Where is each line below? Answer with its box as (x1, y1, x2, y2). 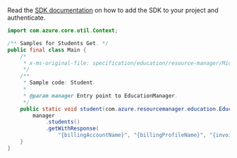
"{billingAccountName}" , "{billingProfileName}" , (57, 132, 207, 139)
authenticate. (7, 13, 46, 22)
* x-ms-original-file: (23, 59, 90, 66)
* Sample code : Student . (23, 79, 97, 87)
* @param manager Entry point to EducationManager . (23, 92, 178, 99)
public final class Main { (7, 46, 87, 54)
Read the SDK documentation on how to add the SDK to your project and (7, 6, 219, 14)
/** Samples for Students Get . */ (7, 39, 109, 47)
